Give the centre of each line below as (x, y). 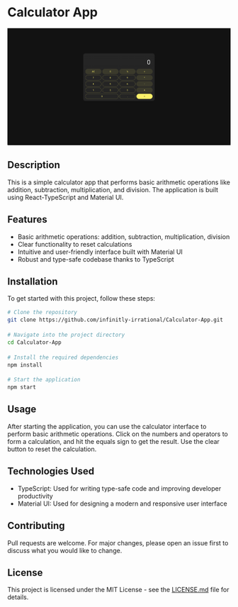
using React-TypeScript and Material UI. (66, 197)
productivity (35, 496)
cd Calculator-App (34, 342)
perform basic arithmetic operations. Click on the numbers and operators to (118, 434)
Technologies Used (51, 471)
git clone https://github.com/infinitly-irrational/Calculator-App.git (115, 320)
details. (18, 597)
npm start (22, 387)
